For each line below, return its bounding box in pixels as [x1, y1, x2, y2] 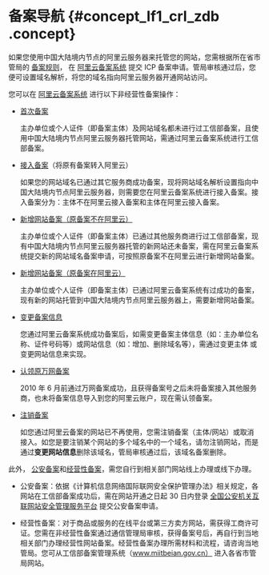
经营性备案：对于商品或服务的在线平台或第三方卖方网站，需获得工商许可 [19, 517, 259, 528]
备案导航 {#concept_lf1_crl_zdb [8, 7, 220, 26]
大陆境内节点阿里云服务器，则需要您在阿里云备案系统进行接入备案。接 [26, 187, 259, 197]
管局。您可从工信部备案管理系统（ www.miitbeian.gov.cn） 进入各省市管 [19, 548, 257, 557]
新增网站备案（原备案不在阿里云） [19, 214, 133, 224]
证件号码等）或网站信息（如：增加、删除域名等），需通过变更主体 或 [34, 339, 258, 349]
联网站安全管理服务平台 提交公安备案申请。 [19, 501, 163, 510]
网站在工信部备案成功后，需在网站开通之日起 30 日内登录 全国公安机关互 [19, 491, 260, 501]
